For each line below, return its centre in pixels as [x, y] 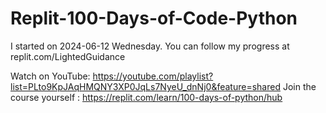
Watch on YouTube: [50, 76]
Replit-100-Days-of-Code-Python [154, 18]
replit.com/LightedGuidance [68, 56]
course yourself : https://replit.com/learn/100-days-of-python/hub [146, 97]
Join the [299, 86]
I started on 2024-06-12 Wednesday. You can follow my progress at [150, 46]
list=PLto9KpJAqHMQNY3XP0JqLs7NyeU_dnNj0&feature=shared [145, 86]
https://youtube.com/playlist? [153, 76]
